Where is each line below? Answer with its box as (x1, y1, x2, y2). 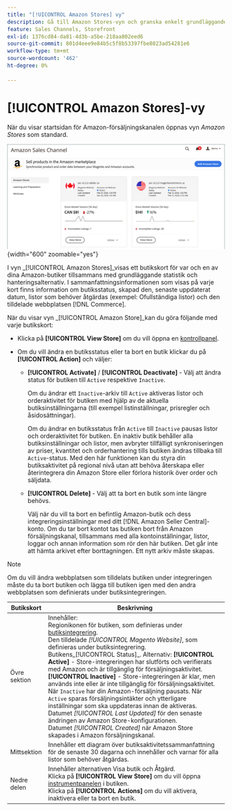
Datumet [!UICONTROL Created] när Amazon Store (48, 723, 193, 732)
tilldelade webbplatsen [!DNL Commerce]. (7, 300, 126, 309)
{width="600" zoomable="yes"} (7, 250, 99, 258)
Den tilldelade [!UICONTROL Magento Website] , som (48, 636, 198, 644)
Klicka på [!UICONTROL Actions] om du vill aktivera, (48, 787, 198, 795)
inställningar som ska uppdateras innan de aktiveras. (48, 701, 197, 709)
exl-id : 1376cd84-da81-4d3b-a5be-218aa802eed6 (7, 33, 144, 40)
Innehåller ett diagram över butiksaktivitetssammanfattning (48, 741, 215, 749)
